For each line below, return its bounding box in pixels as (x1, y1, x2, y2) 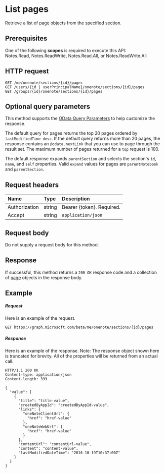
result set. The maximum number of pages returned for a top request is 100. (5, 146, 160, 152)
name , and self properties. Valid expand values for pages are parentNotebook (5, 161, 159, 167)
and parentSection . (5, 166, 44, 172)
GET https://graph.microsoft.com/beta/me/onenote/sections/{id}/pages (5, 325, 154, 330)
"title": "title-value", (18, 398, 70, 404)
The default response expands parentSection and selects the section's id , (5, 156, 157, 162)
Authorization (7, 204, 39, 211)
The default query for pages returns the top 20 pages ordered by (5, 130, 138, 136)
